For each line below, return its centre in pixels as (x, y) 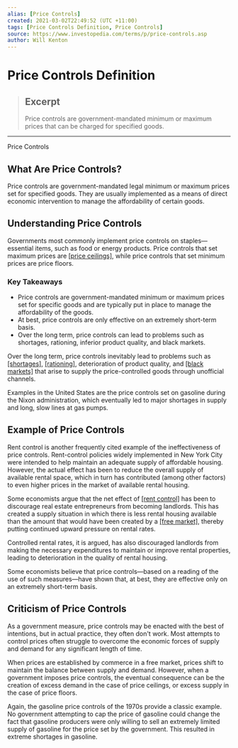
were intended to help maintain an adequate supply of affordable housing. (115, 462)
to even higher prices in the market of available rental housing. (98, 484)
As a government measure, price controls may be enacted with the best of (116, 626)
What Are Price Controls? (64, 169)
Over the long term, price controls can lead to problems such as (111, 335)
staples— (194, 240)
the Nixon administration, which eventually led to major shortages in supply (117, 400)
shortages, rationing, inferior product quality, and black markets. (111, 342)
